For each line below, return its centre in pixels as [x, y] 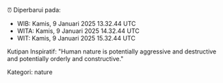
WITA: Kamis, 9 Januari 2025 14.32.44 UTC [78, 31]
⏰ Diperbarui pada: [34, 10]
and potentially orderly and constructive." [65, 59]
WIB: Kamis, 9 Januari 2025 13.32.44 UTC [76, 24]
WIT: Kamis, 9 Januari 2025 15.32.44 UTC [76, 38]
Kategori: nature [30, 72]
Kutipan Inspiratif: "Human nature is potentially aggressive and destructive [112, 51]
